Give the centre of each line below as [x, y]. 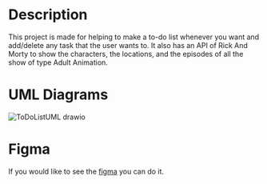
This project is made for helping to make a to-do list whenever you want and [134, 37]
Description [48, 15]
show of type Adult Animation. [58, 62]
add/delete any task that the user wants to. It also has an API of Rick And [128, 45]
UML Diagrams [58, 95]
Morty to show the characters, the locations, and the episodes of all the [126, 54]
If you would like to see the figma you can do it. [86, 171]
